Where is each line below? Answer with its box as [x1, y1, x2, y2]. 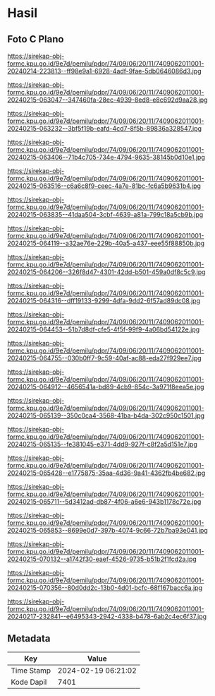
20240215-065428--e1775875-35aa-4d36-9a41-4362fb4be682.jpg [7, 468, 206, 477]
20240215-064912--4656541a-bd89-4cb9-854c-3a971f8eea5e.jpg [7, 383, 204, 391]
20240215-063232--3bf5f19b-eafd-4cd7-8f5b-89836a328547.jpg [7, 124, 202, 132]
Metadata [7, 632, 51, 644]
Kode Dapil [11, 677, 47, 687]
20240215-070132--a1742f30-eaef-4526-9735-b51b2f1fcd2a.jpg [7, 555, 197, 563]
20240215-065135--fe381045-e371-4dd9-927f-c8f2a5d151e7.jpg [7, 440, 197, 448]
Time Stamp [11, 666, 51, 676]
